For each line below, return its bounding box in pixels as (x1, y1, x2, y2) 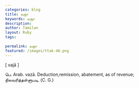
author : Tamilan (5, 26, 38, 30)
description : (5, 21, 32, 26)
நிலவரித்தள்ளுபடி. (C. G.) (5, 77, 54, 83)
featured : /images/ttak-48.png (5, 48, 69, 53)
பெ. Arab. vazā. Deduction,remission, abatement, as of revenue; (5, 71, 135, 77)
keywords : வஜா (5, 16, 35, 21)
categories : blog (5, 7, 41, 12)
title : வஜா (5, 12, 28, 17)
